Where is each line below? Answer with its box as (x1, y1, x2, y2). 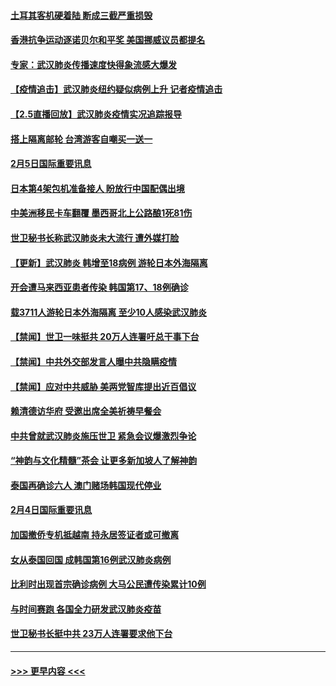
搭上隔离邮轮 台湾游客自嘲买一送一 (10, 133, 153, 145)
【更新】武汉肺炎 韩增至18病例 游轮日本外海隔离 (10, 256, 208, 269)
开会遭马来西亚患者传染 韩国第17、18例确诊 (10, 281, 189, 294)
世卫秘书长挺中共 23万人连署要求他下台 (10, 628, 173, 640)
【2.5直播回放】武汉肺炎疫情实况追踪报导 (10, 108, 183, 120)
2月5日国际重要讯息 (10, 158, 92, 170)
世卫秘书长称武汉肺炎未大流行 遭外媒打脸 (10, 231, 180, 244)
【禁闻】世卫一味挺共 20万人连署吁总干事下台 (10, 331, 200, 343)
